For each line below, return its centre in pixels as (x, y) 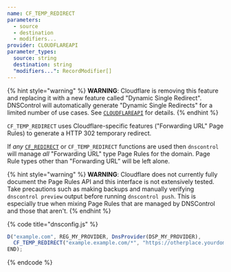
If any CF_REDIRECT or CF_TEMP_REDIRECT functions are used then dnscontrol (113, 146)
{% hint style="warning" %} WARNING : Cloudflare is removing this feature (113, 91)
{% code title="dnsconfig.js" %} (53, 224)
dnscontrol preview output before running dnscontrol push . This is (101, 196)
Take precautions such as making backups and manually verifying (101, 189)
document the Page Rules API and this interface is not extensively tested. (111, 181)
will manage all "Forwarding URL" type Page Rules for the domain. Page (109, 154)
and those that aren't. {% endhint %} (59, 211)
